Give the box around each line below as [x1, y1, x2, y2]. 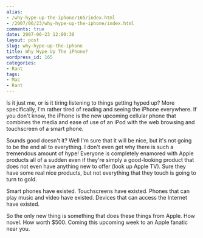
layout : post [6, 37, 40, 43]
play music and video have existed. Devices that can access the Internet [6, 194, 187, 201]
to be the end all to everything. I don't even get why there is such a [6, 144, 174, 150]
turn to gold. [6, 176, 38, 183]
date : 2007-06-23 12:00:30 [6, 32, 75, 38]
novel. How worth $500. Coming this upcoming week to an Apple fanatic [6, 219, 188, 226]
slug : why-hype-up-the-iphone [6, 43, 83, 49]
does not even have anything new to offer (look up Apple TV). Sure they [6, 163, 187, 170]
